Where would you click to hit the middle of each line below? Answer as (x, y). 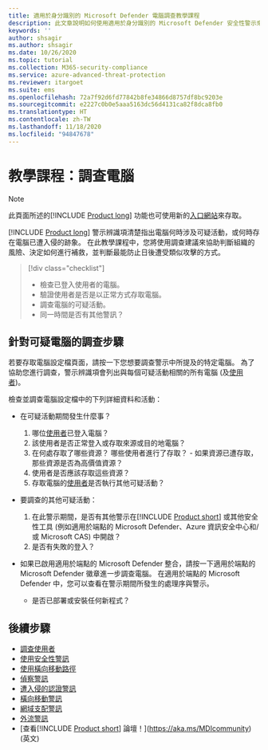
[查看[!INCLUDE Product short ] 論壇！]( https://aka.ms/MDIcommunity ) (136, 728)
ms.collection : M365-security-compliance (78, 68)
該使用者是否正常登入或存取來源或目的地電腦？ (108, 443)
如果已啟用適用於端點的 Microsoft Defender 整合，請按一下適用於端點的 (138, 563)
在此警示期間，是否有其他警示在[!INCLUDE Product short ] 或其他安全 (145, 517)
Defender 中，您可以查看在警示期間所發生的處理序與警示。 (116, 583)
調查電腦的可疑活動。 (75, 304)
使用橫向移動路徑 (48, 669)
